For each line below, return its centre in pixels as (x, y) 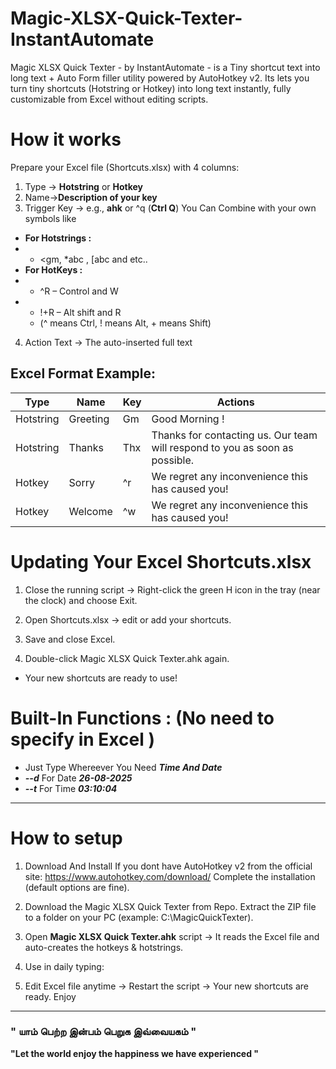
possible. (172, 460)
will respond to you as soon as (222, 447)
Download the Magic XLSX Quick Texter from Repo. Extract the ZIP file (170, 906)
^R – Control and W (79, 291)
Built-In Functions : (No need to (142, 718)
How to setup (66, 838)
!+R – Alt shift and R (80, 312)
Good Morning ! (188, 419)
